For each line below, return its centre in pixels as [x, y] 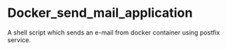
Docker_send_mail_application [100, 13]
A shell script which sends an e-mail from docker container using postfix [114, 32]
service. [19, 39]
